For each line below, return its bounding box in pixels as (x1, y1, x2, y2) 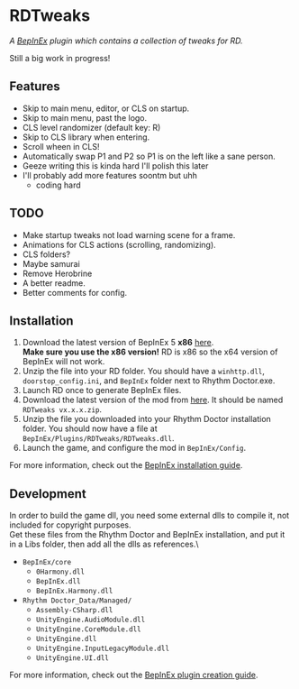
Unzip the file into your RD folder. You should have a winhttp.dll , (22, 366, 266, 377)
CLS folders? (22, 249, 70, 260)
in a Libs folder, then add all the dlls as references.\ (9, 538, 200, 550)
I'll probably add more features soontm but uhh (22, 170, 198, 180)
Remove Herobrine (22, 268, 93, 279)
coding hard (35, 179, 81, 190)
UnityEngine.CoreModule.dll (35, 625, 141, 634)
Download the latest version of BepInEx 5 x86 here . (22, 337, 214, 348)
